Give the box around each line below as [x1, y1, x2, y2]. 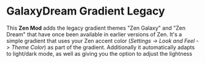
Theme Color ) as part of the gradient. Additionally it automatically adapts [11, 44, 195, 51]
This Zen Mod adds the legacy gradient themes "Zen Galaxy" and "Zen [6, 24, 185, 31]
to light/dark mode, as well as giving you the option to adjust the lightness [6, 50, 193, 57]
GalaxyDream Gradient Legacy [6, 4, 165, 18]
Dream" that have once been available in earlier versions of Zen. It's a [6, 30, 182, 38]
